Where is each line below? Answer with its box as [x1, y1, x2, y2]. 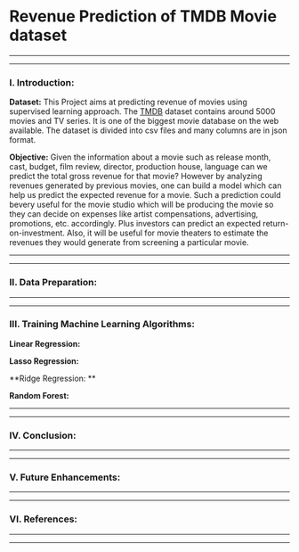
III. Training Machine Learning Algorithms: [9, 318, 196, 331]
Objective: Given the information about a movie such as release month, [9, 152, 271, 162]
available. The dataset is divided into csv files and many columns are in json [9, 125, 287, 136]
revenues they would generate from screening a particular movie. [9, 237, 249, 248]
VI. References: [9, 513, 78, 525]
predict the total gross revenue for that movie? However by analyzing [9, 171, 263, 182]
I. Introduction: [9, 76, 75, 88]
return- [262, 218, 289, 229]
